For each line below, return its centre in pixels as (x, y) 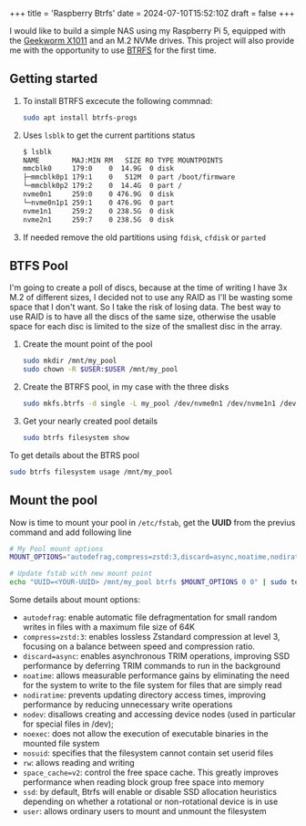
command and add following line (71, 532)
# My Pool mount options (56, 549)
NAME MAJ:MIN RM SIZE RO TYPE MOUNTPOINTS (122, 160)
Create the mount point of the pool (87, 344)
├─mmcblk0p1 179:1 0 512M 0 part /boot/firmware (129, 177)
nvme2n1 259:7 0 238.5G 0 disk (98, 220)
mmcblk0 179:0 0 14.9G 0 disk (98, 169)
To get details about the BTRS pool (74, 455)
